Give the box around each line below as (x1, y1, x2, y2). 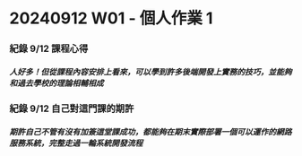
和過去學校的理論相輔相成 (9, 77, 104, 88)
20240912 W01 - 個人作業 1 (9, 8, 213, 29)
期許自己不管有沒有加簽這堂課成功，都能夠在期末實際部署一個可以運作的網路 (9, 126, 292, 137)
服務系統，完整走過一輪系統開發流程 (9, 137, 143, 148)
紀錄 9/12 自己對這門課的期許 (9, 102, 134, 115)
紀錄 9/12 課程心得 (9, 42, 89, 55)
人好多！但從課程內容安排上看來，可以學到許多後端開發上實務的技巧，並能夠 (9, 66, 292, 77)
